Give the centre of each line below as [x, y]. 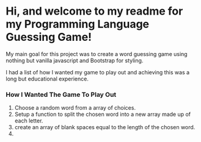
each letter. [29, 121]
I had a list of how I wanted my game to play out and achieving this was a [98, 72]
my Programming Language [78, 24]
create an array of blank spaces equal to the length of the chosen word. [105, 127]
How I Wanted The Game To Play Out [61, 94]
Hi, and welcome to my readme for [94, 11]
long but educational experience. [47, 79]
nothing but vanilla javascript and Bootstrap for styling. [75, 60]
